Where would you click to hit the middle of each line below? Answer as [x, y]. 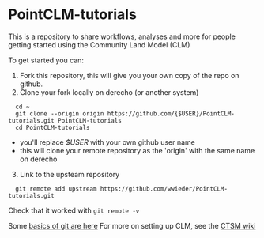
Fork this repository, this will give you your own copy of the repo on [129, 75]
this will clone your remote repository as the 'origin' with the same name [137, 150]
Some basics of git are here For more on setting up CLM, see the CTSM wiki [132, 225]
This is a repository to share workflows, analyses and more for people [122, 36]
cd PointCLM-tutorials [53, 127]
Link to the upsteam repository [70, 174]
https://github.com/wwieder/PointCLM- [164, 189]
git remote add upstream [56, 189]
